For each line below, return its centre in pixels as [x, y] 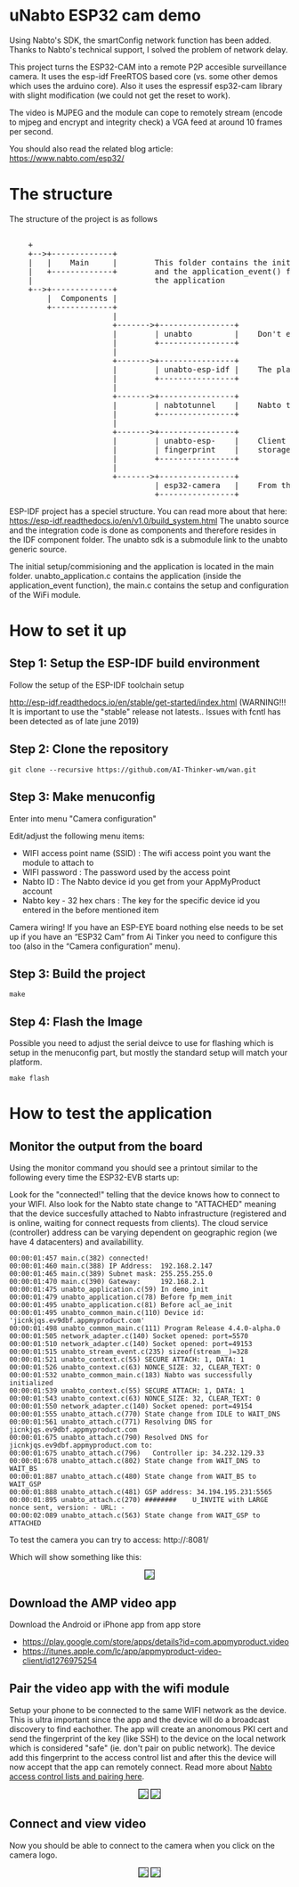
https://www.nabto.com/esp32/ [67, 158]
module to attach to [58, 862]
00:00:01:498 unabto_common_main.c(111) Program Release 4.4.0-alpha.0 [145, 1328]
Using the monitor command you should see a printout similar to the [133, 1168]
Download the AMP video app [93, 1603]
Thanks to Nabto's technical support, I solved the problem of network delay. [149, 49]
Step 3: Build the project [77, 973]
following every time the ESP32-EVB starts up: [94, 1178]
